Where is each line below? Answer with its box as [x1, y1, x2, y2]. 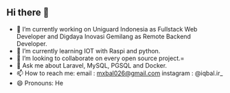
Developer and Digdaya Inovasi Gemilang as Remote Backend [16, 32, 192, 40]
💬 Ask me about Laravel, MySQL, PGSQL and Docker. [16, 61, 168, 69]
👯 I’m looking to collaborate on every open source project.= [16, 54, 185, 62]
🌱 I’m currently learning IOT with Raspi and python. [16, 46, 161, 55]
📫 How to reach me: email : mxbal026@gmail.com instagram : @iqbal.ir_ [16, 69, 223, 77]
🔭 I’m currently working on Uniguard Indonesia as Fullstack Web [16, 25, 198, 33]
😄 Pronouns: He [16, 79, 63, 87]
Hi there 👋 [6, 7, 49, 18]
